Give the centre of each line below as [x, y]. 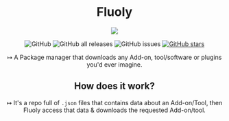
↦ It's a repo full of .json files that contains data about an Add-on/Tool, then [114, 102]
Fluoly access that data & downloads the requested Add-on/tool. [114, 110]
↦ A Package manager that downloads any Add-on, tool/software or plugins [114, 57]
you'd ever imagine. [114, 64]
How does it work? [114, 86]
